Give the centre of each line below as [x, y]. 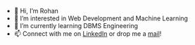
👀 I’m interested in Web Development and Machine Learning [101, 18]
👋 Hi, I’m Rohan [36, 11]
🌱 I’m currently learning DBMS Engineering [76, 26]
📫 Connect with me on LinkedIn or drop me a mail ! [88, 34]
